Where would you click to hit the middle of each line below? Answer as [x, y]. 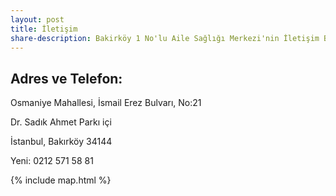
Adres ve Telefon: [66, 78]
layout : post [37, 19]
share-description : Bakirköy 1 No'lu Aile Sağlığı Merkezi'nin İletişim [165, 38]
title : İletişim [44, 29]
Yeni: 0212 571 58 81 [52, 161]
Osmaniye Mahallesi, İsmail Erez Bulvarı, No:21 [106, 103]
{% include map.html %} [61, 180]
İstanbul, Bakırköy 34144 [61, 142]
